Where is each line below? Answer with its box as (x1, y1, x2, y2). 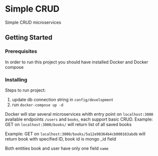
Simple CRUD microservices (5, 19, 61, 25)
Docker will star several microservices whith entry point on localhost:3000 (5, 111, 154, 117)
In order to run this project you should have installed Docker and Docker (5, 59, 148, 65)
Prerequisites (5, 48, 37, 55)
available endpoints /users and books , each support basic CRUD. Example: (5, 116, 153, 122)
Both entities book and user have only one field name (5, 145, 109, 151)
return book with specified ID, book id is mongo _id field (5, 136, 116, 141)
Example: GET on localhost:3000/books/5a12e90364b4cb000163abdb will (5, 131, 146, 137)
